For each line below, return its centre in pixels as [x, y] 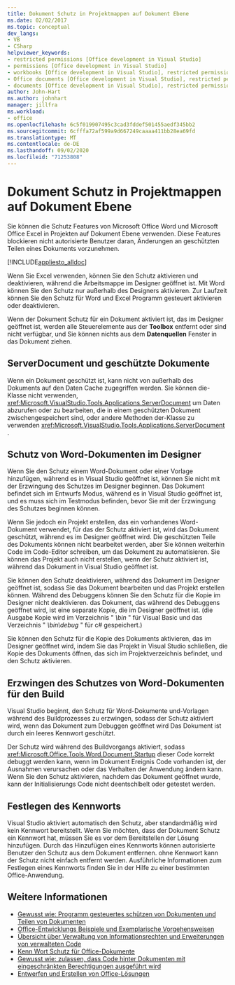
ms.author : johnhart [37, 99]
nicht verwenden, [53, 395]
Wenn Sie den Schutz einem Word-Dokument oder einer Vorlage [100, 471]
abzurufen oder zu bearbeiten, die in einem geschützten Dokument [104, 410]
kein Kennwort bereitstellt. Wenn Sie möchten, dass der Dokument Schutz [114, 831]
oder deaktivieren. [34, 305]
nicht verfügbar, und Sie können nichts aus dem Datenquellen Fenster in [112, 334]
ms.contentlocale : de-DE [43, 144]
